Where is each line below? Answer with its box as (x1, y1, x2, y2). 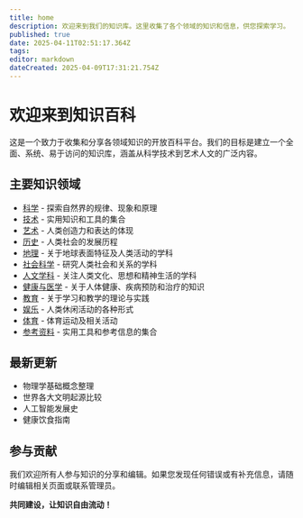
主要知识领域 (9, 177, 81, 192)
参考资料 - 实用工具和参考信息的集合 (22, 326, 158, 337)
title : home (9, 13, 54, 23)
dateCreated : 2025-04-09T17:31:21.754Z (9, 64, 160, 73)
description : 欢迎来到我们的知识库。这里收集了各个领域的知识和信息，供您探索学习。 (9, 22, 290, 31)
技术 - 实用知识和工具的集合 (22, 214, 126, 224)
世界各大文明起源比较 (22, 392, 102, 403)
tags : (9, 47, 30, 56)
